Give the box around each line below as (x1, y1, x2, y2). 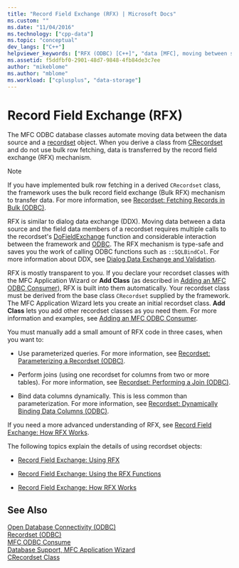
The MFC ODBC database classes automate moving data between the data (7, 131, 228, 139)
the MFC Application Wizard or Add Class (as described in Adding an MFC (7, 277, 226, 285)
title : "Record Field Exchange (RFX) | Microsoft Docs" (7, 10, 176, 18)
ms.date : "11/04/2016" (7, 23, 75, 31)
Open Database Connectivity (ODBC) (7, 523, 116, 532)
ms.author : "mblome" (7, 70, 69, 77)
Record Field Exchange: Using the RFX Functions (17, 470, 161, 478)
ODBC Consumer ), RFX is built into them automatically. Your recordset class (7, 284, 230, 292)
